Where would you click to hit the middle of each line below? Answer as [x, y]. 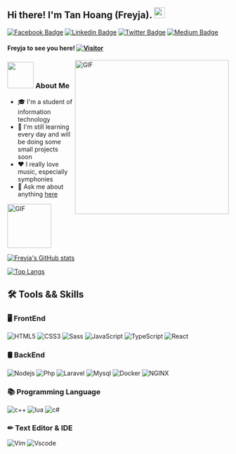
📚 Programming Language [54, 391]
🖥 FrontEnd [26, 319]
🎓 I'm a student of [45, 101]
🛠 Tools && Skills [46, 295]
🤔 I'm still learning [43, 127]
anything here [38, 194]
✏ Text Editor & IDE [40, 428]
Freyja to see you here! [41, 48]
